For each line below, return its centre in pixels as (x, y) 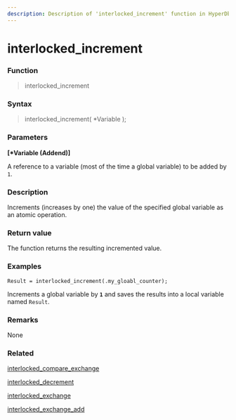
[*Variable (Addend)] (39, 152)
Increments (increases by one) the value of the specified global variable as (115, 207)
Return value (29, 232)
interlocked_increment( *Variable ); (75, 119)
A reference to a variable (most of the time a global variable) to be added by (117, 166)
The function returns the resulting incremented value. (85, 248)
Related (21, 353)
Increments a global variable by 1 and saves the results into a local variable (116, 294)
